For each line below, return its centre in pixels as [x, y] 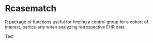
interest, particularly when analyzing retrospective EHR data [65, 27]
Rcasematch [31, 8]
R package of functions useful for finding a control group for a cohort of [77, 22]
